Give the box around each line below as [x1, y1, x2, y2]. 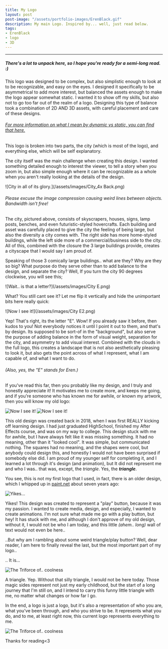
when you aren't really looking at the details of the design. [5, 174, 125, 180]
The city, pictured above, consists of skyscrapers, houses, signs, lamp [5, 216, 150, 222]
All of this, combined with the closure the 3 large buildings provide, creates [5, 243, 160, 249]
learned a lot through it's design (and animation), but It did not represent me [5, 461, 161, 467]
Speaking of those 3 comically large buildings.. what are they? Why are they [5, 258, 162, 264]
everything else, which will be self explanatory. [5, 148, 102, 154]
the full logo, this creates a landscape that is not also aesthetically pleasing [5, 345, 160, 351]
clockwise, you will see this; [5, 274, 63, 280]
